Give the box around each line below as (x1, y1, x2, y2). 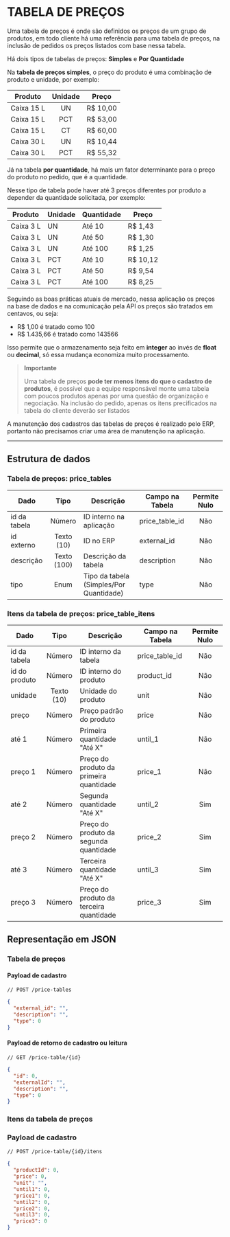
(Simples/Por (83, 580, 125, 589)
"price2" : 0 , (13, 1205, 51, 1212)
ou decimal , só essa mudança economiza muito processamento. (7, 350, 190, 359)
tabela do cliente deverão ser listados (23, 406, 130, 414)
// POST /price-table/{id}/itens (7, 1148, 103, 1155)
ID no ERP (83, 536, 115, 545)
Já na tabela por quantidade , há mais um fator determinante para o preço (7, 166, 216, 174)
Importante (23, 363, 57, 372)
